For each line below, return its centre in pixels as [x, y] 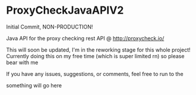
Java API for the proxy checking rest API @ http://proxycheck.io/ [85, 38]
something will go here [34, 85]
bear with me [22, 62]
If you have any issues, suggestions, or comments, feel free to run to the [95, 74]
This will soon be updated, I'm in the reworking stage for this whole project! [99, 50]
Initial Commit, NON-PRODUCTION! [50, 27]
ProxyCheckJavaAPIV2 [65, 10]
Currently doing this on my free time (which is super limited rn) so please [95, 56]
